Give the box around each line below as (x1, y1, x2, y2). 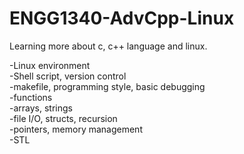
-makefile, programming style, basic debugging (9, 80, 206, 92)
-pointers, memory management (9, 123, 143, 135)
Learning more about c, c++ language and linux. (9, 40, 208, 52)
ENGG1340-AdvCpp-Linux (9, 7, 235, 30)
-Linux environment (9, 59, 91, 71)
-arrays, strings (9, 102, 73, 114)
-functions (9, 91, 53, 103)
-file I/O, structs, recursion (9, 112, 118, 124)
